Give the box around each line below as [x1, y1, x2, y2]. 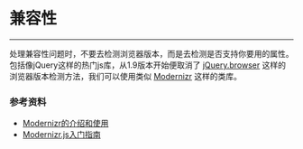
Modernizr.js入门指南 [22, 129, 101, 140]
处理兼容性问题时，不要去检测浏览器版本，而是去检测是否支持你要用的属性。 [9, 48, 294, 59]
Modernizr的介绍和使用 [22, 118, 109, 129]
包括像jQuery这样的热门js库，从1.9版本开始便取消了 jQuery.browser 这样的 [9, 60, 287, 70]
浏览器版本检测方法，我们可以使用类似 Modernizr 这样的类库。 [9, 70, 242, 81]
